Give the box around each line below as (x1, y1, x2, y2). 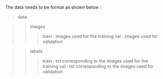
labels (30, 48, 43, 54)
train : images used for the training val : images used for (42, 33, 158, 39)
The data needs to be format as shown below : (5, 4, 101, 10)
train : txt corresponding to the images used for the (42, 58, 148, 64)
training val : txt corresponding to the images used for (42, 63, 154, 69)
